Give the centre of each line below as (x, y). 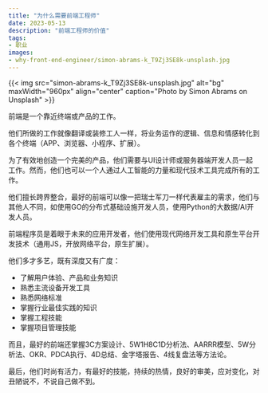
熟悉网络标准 (41, 297)
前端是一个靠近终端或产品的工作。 (64, 116)
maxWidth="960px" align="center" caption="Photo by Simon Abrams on (128, 91)
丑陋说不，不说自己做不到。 (54, 381)
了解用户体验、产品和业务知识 (69, 277)
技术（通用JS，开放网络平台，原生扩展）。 (84, 243)
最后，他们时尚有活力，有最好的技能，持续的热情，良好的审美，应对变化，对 (134, 371)
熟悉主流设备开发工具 (55, 287)
